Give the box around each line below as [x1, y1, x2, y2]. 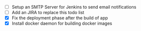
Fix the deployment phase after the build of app [11, 15, 109, 21]
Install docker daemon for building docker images [11, 20, 113, 26]
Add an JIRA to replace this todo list [11, 10, 85, 15]
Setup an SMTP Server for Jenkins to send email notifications [11, 4, 137, 10]
